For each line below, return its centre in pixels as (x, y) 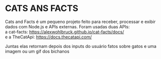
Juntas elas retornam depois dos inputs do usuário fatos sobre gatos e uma (81, 46)
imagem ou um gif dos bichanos (37, 51)
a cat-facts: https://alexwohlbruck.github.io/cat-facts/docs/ (64, 32)
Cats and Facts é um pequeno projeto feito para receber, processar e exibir (80, 22)
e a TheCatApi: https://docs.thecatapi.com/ (48, 37)
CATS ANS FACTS (42, 8)
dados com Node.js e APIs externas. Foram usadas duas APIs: (67, 26)
